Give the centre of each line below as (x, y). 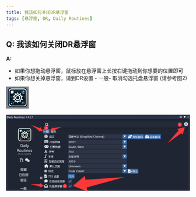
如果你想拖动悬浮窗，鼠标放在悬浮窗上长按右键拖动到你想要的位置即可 (99, 71)
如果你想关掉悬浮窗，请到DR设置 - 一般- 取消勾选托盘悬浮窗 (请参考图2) (101, 78)
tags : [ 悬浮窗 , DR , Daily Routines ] (49, 18)
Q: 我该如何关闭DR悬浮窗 (51, 44)
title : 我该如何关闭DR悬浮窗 (37, 12)
